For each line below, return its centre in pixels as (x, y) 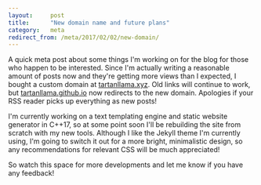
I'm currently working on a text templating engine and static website (118, 116)
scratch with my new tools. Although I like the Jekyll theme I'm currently (124, 133)
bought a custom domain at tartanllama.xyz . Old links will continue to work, (129, 85)
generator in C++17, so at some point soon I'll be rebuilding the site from (125, 125)
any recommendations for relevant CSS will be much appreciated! (114, 150)
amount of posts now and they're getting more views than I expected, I (122, 76)
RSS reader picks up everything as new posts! (83, 101)
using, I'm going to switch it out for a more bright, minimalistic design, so (125, 141)
